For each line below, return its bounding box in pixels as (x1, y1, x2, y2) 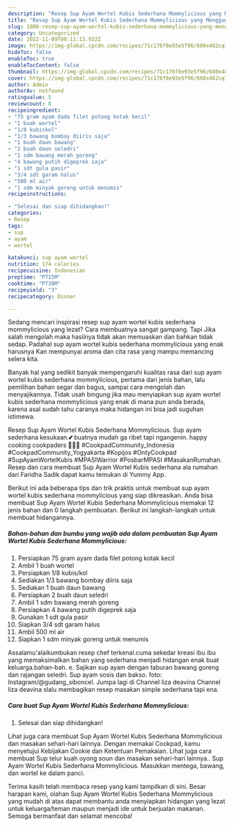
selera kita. (8, 355, 39, 363)
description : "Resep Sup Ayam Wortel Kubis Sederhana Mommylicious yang (8, 10, 222, 17)
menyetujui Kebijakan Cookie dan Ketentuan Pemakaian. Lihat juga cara (8, 747, 212, 756)
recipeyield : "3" (8, 286, 58, 293)
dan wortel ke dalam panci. (8, 769, 85, 777)
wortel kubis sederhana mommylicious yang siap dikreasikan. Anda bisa (8, 491, 213, 500)
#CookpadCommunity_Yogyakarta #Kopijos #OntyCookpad (8, 449, 177, 457)
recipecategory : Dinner (8, 293, 77, 300)
